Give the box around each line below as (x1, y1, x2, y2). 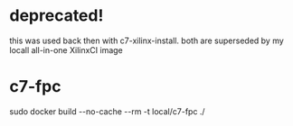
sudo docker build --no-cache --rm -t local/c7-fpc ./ (9, 105, 205, 117)
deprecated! (9, 5, 104, 26)
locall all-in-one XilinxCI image (9, 44, 124, 55)
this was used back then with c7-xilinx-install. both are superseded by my (9, 35, 285, 46)
